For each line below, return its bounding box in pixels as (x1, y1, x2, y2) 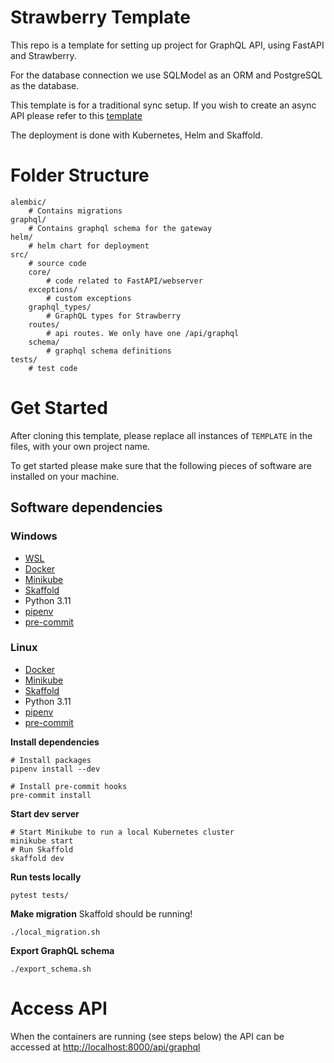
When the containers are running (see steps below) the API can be (10, 1030, 285, 1042)
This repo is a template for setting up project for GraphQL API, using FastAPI (10, 39, 325, 51)
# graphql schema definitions (46, 346, 172, 356)
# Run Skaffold (10, 844, 74, 855)
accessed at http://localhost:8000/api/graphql (10, 1041, 201, 1053)
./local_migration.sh (10, 927, 101, 937)
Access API (10, 997, 108, 1020)
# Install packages (10, 755, 92, 765)
